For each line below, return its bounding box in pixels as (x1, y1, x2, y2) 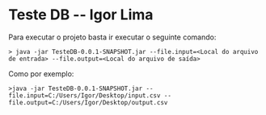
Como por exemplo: (8, 68, 74, 78)
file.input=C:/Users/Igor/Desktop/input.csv (8, 91, 161, 100)
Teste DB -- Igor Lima (8, 6, 154, 24)
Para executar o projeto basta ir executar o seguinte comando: (8, 32, 217, 42)
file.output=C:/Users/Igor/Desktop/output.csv (8, 98, 168, 106)
